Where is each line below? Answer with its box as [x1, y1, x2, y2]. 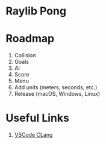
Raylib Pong [5, 4, 67, 18]
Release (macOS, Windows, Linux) [14, 90, 101, 98]
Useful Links [5, 111, 70, 125]
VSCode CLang [14, 131, 53, 139]
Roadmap [5, 32, 55, 46]
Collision [14, 52, 37, 59]
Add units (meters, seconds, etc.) [14, 84, 98, 91]
